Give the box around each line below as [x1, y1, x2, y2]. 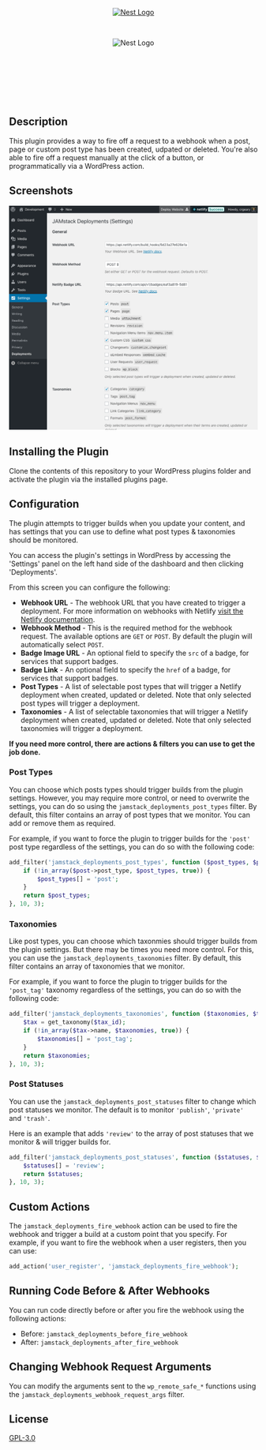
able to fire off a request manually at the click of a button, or [9, 152, 204, 162]
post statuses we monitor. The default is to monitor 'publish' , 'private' [9, 1105, 244, 1115]
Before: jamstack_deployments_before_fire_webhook [20, 1328, 188, 1338]
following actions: [9, 1313, 66, 1323]
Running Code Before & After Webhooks [9, 1284, 210, 1298]
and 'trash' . [9, 1113, 51, 1122]
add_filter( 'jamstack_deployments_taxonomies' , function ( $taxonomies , [9, 1010, 249, 1018]
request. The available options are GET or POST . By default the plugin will [20, 631, 253, 641]
